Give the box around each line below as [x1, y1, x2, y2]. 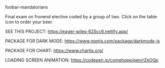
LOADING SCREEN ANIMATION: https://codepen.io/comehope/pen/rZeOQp [5, 57, 159, 63]
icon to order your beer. [5, 19, 53, 25]
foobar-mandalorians [5, 4, 48, 10]
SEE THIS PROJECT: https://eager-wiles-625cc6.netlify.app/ [5, 29, 128, 34]
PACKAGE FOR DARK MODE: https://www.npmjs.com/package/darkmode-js [5, 38, 160, 44]
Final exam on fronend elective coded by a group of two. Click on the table [5, 14, 157, 19]
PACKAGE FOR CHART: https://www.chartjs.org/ [5, 48, 104, 53]
